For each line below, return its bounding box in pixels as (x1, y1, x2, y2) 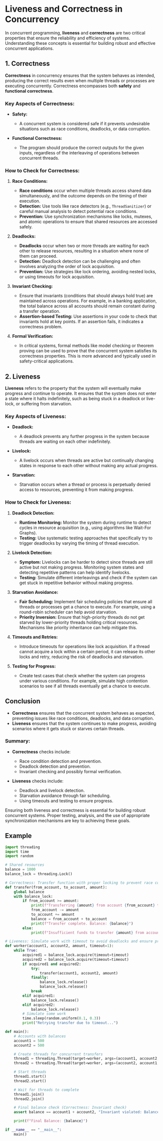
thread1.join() (14, 1092, 45, 1097)
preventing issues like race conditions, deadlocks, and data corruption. (12, 715, 154, 721)
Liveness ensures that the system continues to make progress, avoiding (12, 720, 157, 726)
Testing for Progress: (12, 663, 56, 669)
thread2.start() (14, 1078, 47, 1084)
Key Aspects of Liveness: (5, 413, 66, 420)
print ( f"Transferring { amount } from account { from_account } (31, 903, 155, 908)
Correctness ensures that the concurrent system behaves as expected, (12, 710, 156, 716)
